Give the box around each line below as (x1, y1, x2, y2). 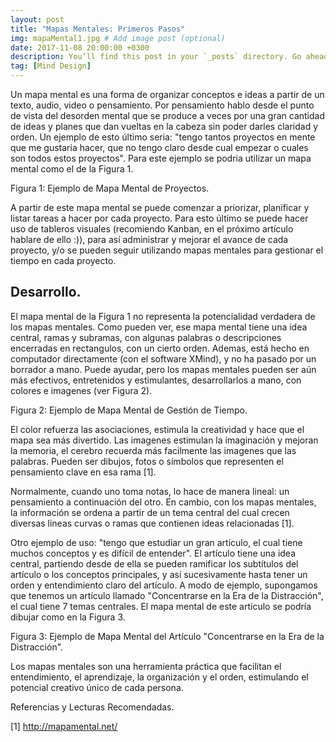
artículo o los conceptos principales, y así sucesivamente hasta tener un (10, 568, 308, 580)
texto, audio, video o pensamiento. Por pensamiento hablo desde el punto (10, 99, 315, 111)
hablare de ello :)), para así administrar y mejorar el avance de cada (10, 234, 289, 245)
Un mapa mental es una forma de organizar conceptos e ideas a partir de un (10, 89, 325, 100)
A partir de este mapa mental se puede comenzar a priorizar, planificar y (10, 202, 310, 213)
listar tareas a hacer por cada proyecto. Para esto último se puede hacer (10, 212, 309, 224)
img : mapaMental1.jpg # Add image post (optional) (10, 33, 226, 43)
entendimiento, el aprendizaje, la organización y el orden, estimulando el (10, 671, 309, 683)
